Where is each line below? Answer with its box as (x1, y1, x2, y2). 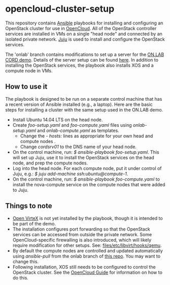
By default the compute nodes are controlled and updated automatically (12, 247, 163, 253)
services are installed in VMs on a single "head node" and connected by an (5, 31, 162, 37)
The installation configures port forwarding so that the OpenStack (12, 226, 151, 232)
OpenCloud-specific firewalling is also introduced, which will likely (12, 237, 152, 243)
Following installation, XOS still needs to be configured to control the (12, 264, 156, 270)
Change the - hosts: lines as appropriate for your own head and (20, 133, 153, 139)
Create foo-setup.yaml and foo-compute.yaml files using (12, 122, 132, 128)
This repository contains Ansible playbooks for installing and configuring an (5, 20, 163, 26)
